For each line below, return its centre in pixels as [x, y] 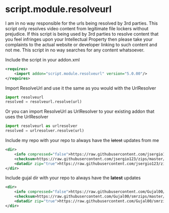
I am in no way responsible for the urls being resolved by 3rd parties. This [81, 23]
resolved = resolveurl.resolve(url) [44, 102]
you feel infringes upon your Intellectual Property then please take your [79, 39]
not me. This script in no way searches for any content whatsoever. [75, 50]
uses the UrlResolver [27, 117]
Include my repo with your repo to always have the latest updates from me [82, 140]
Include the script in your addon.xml [43, 59]
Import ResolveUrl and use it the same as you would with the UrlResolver [81, 88]
